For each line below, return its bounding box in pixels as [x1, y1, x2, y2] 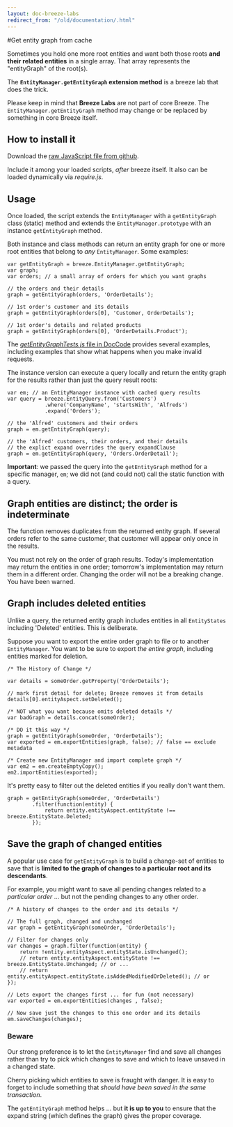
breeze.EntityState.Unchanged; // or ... [7, 960, 129, 967]
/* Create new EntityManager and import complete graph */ [7, 757, 182, 764]
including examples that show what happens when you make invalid [7, 348, 202, 356]
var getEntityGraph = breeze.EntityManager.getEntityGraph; [7, 261, 186, 268]
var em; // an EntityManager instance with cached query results [7, 390, 200, 397]
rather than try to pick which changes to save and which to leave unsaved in [7, 1055, 226, 1063]
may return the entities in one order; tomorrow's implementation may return [7, 562, 224, 571]
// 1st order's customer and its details [7, 304, 129, 311]
